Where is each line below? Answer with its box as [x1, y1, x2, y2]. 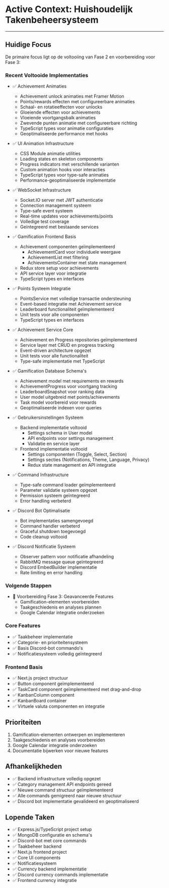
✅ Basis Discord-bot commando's [12, 645, 83, 651]
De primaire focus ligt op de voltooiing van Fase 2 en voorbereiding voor [5, 54, 155, 60]
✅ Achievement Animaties [12, 83, 67, 89]
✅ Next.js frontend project [12, 849, 67, 855]
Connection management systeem [20, 202, 92, 208]
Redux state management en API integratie [27, 462, 117, 468]
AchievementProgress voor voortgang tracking [20, 384, 117, 390]
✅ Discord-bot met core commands [12, 838, 87, 844]
